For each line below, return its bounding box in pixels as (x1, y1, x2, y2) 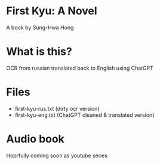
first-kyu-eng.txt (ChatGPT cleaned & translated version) (14, 111, 155, 119)
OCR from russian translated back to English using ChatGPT (6, 64, 154, 71)
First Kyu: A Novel (6, 4, 97, 18)
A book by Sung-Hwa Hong (6, 24, 74, 31)
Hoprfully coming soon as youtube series (6, 152, 108, 159)
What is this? (6, 45, 73, 58)
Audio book (6, 132, 64, 145)
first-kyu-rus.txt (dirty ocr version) (14, 105, 100, 112)
